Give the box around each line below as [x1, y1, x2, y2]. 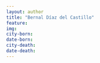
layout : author [6, 8, 44, 15]
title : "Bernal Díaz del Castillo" [6, 14, 95, 20]
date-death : [6, 48, 36, 54]
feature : [6, 20, 28, 26]
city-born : [6, 31, 33, 37]
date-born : [6, 37, 33, 43]
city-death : [6, 43, 36, 49]
